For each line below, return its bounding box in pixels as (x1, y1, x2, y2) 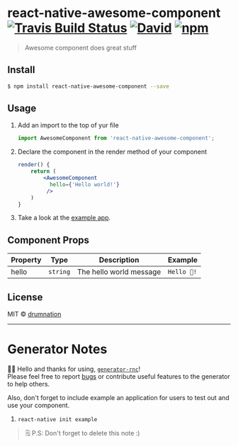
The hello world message (76, 267, 161, 277)
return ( (30, 168, 57, 175)
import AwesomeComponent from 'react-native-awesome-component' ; (17, 135, 215, 142)
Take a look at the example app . (17, 214, 111, 222)
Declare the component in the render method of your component (17, 147, 208, 156)
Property (11, 255, 42, 265)
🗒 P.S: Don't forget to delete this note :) (24, 429, 140, 437)
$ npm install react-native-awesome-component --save (7, 83, 170, 90)
